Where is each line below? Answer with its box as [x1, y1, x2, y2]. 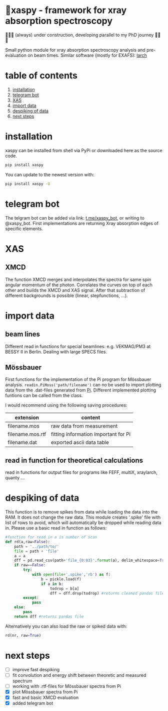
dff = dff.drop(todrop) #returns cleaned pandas [49, 590, 153, 596]
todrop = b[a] [49, 586, 79, 591]
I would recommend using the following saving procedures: [5, 402, 127, 409]
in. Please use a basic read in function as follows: [5, 525, 107, 531]
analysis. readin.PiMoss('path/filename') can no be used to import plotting [5, 382, 161, 388]
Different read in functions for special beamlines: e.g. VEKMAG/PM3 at [5, 343, 151, 349]
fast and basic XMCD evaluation [12, 694, 79, 700]
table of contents [5, 70, 78, 81]
